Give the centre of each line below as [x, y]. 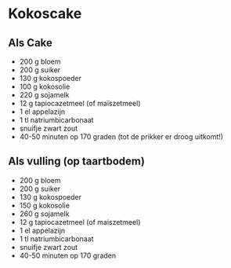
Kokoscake [45, 14]
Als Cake [31, 43]
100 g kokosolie [45, 86]
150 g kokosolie [45, 205]
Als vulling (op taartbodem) [76, 162]
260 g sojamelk [44, 214]
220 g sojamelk [44, 95]
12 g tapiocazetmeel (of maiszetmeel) [80, 222]
